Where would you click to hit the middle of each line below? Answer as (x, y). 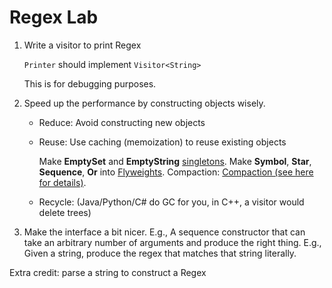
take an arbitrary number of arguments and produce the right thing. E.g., (172, 242)
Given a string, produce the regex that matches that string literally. (160, 253)
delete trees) (65, 212)
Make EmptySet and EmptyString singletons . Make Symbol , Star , (175, 161)
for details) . (62, 182)
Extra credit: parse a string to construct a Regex (108, 272)
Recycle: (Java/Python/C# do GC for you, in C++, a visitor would (171, 202)
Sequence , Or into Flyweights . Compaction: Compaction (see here (176, 172)
